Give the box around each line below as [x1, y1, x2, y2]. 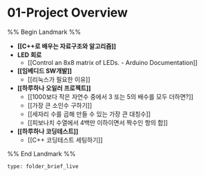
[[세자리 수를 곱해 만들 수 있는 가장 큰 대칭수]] [27, 109, 151, 118]
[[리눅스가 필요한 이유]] [27, 75, 91, 84]
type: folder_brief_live [7, 162, 79, 170]
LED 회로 [17, 50, 42, 59]
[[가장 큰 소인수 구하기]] [27, 101, 92, 109]
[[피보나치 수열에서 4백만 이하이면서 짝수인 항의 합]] [27, 118, 168, 127]
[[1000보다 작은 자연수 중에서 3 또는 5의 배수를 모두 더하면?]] [27, 92, 194, 101]
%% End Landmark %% [7, 149, 76, 158]
